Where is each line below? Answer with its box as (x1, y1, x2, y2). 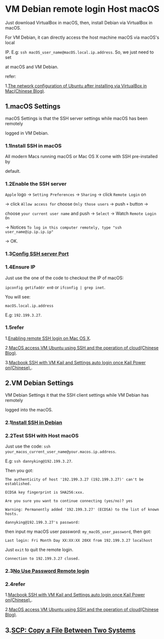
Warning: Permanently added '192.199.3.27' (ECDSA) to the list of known (5, 507, 160, 512)
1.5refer (5, 324, 25, 331)
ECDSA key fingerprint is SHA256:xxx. (5, 490, 84, 495)
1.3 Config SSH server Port (5, 250, 69, 257)
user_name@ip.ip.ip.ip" (5, 230, 54, 235)
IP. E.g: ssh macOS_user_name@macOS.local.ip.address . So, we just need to (5, 49, 154, 55)
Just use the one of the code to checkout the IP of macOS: (5, 275, 124, 281)
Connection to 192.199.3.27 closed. (5, 556, 80, 561)
